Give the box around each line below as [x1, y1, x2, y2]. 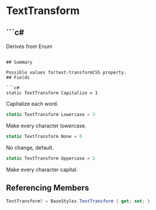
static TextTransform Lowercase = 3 [6, 112, 95, 118]
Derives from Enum [6, 43, 53, 50]
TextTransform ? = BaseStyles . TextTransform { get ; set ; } [6, 198, 150, 204]
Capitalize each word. [6, 101, 58, 107]
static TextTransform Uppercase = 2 [6, 155, 95, 161]
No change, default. [6, 144, 54, 151]
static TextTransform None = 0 [6, 133, 82, 139]
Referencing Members [6, 183, 89, 193]
